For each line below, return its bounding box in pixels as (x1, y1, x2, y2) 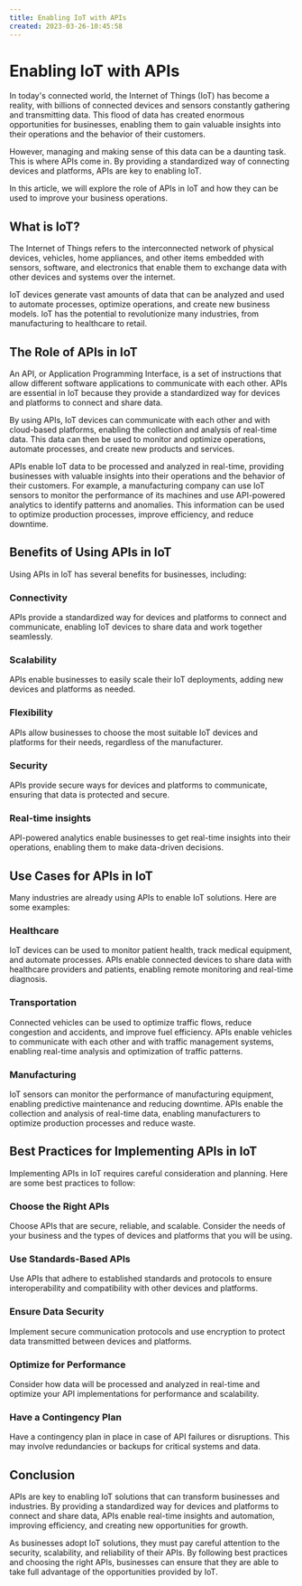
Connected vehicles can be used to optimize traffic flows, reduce (9, 1016, 252, 1027)
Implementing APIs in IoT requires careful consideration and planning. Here (9, 1167, 288, 1178)
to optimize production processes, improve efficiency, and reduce (9, 509, 254, 520)
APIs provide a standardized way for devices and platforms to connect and (9, 612, 287, 623)
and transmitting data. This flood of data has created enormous (9, 109, 245, 120)
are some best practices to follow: (9, 1177, 136, 1188)
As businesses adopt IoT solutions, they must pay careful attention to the (9, 1538, 280, 1549)
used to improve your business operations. (9, 193, 169, 203)
